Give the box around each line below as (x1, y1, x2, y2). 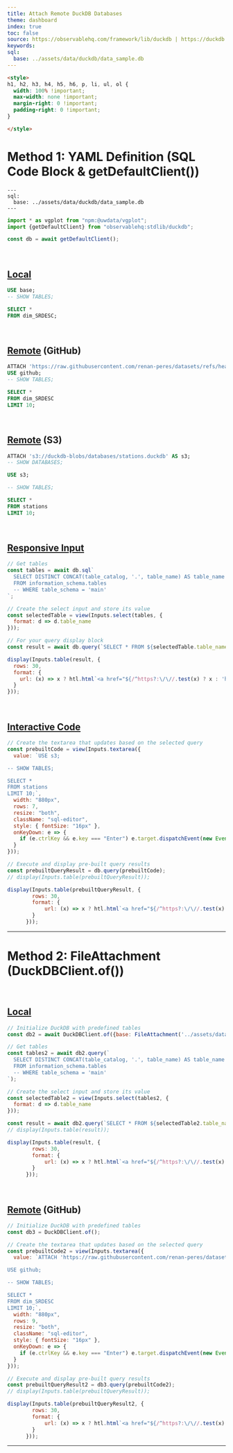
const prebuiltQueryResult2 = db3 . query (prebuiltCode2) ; (7, 1382, 175, 1388)
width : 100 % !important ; (13, 87, 85, 94)
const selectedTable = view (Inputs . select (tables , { (7, 612, 163, 619)
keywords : (7, 42, 36, 49)
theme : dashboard (7, 17, 58, 24)
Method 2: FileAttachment (7, 948, 161, 964)
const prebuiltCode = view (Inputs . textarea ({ (7, 746, 141, 753)
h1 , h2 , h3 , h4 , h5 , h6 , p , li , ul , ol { (7, 80, 129, 87)
